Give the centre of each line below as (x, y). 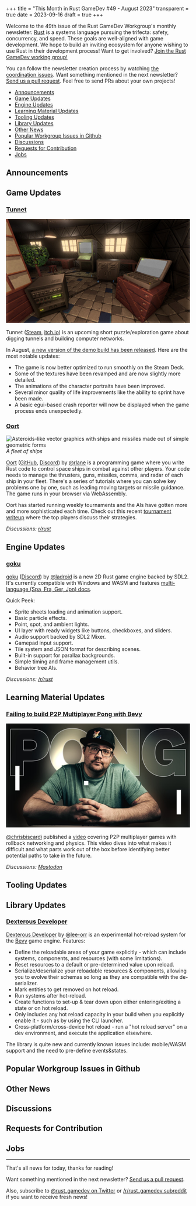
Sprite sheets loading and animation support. (69, 612)
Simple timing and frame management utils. (67, 662)
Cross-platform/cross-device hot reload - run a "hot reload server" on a (101, 1026)
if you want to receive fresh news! (47, 1197)
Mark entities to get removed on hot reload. (66, 989)
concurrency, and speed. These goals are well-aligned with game (85, 38)
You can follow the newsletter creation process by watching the (83, 68)
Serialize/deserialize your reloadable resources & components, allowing (100, 971)
